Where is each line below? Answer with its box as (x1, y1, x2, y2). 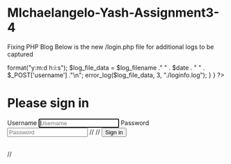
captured (7, 50, 33, 58)
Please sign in (7, 95, 89, 111)
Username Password (7, 118, 150, 126)
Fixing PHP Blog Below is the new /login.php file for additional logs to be (7, 42, 214, 51)
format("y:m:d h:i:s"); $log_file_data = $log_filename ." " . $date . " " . (7, 63, 205, 72)
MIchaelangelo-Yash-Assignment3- (7, 5, 220, 21)
